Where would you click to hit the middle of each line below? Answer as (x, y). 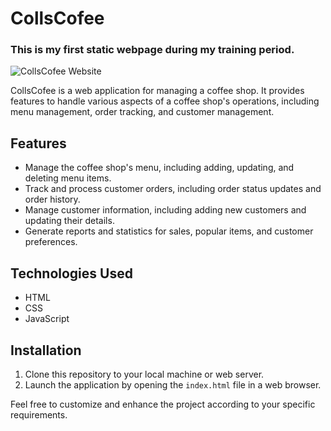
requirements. (39, 414)
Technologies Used (71, 273)
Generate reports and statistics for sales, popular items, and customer (169, 231)
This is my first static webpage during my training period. (152, 50)
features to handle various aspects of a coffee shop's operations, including (165, 101)
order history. (52, 199)
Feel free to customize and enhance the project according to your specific (163, 404)
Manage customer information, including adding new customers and (165, 210)
